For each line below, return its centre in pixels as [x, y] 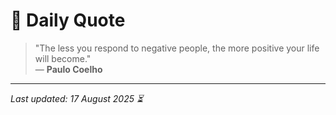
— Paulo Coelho [68, 69]
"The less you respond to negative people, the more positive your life [177, 48]
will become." [63, 58]
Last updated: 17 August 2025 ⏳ [77, 98]
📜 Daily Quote [68, 20]
